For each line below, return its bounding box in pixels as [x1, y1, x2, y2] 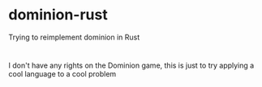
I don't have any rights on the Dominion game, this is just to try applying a [8, 60, 255, 70]
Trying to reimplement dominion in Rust [8, 32, 140, 42]
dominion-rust [8, 6, 108, 24]
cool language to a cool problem [8, 69, 117, 79]
